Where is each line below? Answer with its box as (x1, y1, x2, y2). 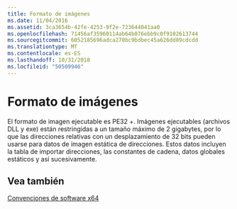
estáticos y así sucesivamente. (7, 154, 97, 163)
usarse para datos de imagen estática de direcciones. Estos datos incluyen (7, 140, 226, 148)
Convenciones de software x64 (7, 194, 99, 203)
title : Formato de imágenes (7, 10, 91, 18)
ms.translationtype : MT (7, 43, 78, 50)
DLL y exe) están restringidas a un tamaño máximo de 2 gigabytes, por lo (7, 125, 221, 133)
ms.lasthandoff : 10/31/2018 (7, 57, 91, 64)
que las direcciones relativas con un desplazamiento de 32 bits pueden (7, 132, 216, 140)
